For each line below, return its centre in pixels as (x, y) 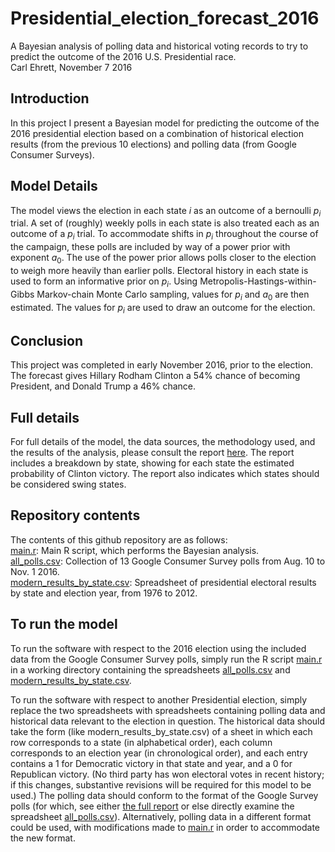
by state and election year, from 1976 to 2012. (104, 593)
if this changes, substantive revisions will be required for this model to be (161, 784)
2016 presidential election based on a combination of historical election (157, 133)
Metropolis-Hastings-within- (258, 281)
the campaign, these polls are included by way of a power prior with (150, 247)
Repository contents (75, 515)
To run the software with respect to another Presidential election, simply (159, 699)
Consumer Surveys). (52, 154)
